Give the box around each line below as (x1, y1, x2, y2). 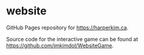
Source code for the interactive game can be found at (6, 35, 139, 42)
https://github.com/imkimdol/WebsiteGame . (6, 42, 114, 49)
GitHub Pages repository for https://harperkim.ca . (6, 24, 128, 31)
